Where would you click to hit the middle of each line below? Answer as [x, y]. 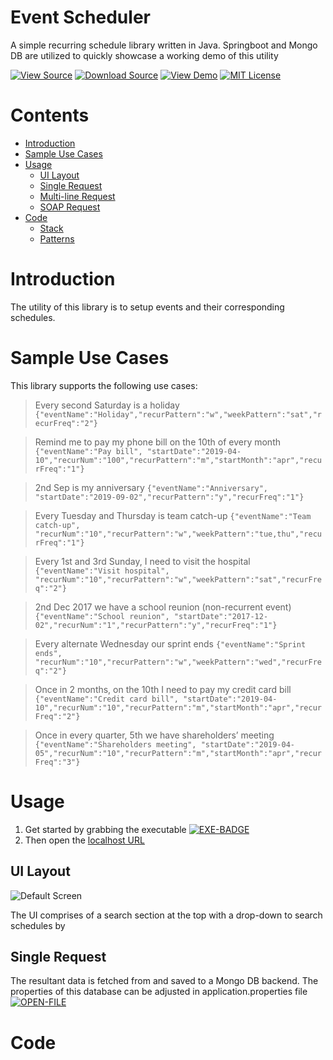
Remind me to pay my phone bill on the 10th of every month [158, 442]
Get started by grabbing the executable [105, 829]
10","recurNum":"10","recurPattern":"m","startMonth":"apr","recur [178, 707]
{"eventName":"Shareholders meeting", [115, 744]
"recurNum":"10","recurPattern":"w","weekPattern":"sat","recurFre [178, 579]
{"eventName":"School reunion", [102, 616]
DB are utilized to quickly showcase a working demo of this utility [144, 55]
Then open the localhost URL [84, 840]
